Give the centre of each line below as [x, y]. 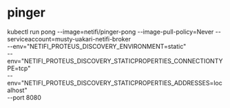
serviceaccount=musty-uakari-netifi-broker [69, 39]
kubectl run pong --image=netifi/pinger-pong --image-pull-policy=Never [111, 32]
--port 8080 [24, 97]
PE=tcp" [19, 68]
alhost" [17, 90]
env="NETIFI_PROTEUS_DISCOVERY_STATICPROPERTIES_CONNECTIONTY [115, 61]
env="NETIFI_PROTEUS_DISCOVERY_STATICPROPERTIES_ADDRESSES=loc [115, 83]
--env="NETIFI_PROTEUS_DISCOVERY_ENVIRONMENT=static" [97, 46]
